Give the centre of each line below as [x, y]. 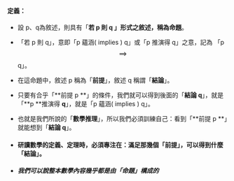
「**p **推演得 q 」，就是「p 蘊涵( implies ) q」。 [85, 104]
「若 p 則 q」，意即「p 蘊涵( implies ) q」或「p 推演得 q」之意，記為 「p [121, 43]
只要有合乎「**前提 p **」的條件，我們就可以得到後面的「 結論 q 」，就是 [121, 95]
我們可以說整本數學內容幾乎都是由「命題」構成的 [88, 171]
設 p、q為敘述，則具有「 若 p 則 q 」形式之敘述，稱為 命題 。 [102, 27]
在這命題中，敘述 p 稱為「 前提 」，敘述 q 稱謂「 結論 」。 [95, 80]
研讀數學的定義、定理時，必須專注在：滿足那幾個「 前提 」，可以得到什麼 [120, 145]
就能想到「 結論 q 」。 [46, 128]
